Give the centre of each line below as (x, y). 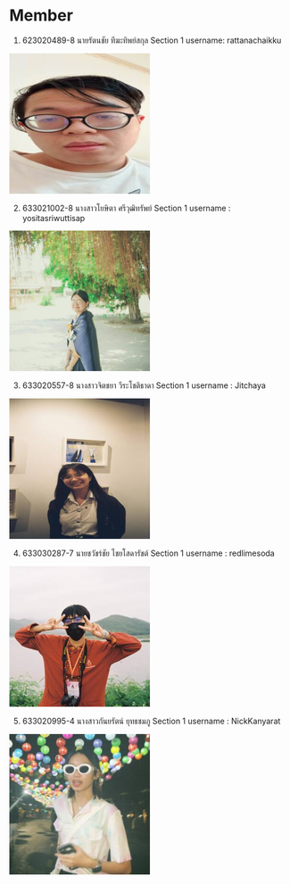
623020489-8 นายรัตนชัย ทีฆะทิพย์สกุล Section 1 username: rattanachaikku (152, 40)
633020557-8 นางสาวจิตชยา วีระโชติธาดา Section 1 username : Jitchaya (144, 385)
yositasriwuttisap (54, 218)
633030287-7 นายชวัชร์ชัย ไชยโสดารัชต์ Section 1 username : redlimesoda (148, 553)
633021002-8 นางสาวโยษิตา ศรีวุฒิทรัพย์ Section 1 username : (126, 208)
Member (41, 16)
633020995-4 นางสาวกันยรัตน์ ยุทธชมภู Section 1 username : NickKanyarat (151, 721)
